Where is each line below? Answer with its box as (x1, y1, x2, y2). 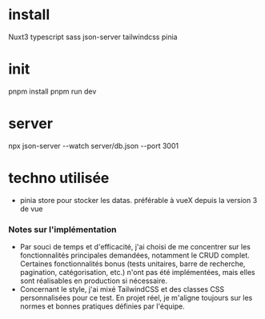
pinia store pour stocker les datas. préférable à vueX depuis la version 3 (19, 195, 258, 205)
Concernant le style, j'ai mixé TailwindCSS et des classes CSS (19, 285, 225, 294)
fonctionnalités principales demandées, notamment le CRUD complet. (19, 250, 250, 261)
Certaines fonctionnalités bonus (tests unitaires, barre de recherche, (19, 259, 246, 269)
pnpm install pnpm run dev (8, 86, 97, 96)
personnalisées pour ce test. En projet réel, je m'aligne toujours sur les (19, 293, 253, 303)
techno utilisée (8, 169, 110, 187)
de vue (19, 204, 43, 213)
